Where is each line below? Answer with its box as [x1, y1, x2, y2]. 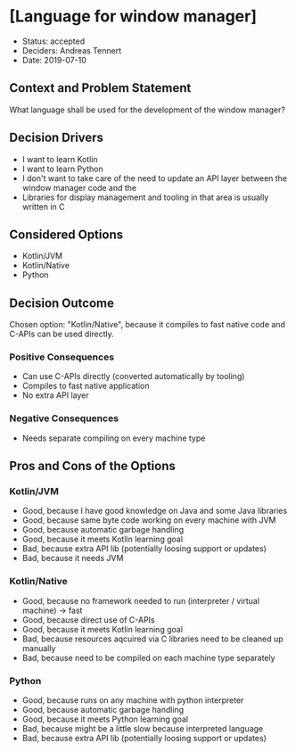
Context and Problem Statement [9, 80, 192, 95]
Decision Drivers [9, 130, 104, 145]
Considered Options [9, 227, 123, 242]
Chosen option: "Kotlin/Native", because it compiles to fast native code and [9, 319, 285, 330]
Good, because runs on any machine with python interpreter [21, 695, 244, 706]
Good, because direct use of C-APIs [21, 614, 155, 625]
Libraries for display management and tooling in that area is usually [21, 192, 269, 202]
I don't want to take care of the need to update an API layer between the [21, 172, 288, 184]
